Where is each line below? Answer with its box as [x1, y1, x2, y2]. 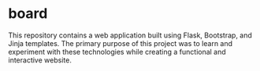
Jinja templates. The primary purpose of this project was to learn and [8, 38, 233, 48]
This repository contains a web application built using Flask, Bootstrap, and [8, 30, 252, 40]
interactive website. [8, 55, 72, 65]
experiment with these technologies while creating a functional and [8, 47, 226, 56]
